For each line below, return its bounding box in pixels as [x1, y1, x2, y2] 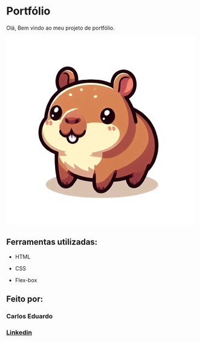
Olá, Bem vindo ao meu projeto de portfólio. [6, 24, 115, 31]
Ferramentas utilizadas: [6, 237, 98, 247]
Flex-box [15, 276, 37, 283]
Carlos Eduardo [6, 312, 53, 321]
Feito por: [6, 294, 44, 305]
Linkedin [6, 328, 32, 337]
